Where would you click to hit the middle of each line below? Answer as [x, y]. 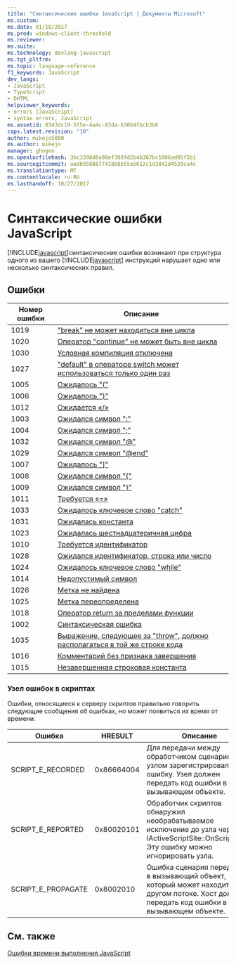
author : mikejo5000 [36, 138]
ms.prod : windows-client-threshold [59, 33]
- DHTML [19, 99]
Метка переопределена [98, 601]
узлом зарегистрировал [188, 765]
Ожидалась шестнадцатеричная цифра [124, 533]
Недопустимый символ [97, 579]
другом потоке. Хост [182, 894]
